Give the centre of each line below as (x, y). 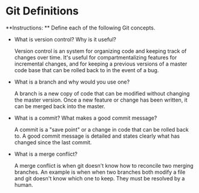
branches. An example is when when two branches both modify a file (100, 172)
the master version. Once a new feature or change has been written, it (101, 100)
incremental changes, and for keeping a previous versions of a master (101, 64)
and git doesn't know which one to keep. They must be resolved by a (99, 178)
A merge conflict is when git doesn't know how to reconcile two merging (104, 165)
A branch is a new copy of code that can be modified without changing (102, 93)
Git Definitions (42, 11)
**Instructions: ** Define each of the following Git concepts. (80, 28)
